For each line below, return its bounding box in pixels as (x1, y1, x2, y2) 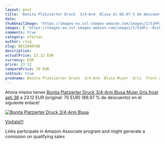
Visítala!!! (5, 118, 24, 124)
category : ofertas (5, 35, 43, 40)
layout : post (5, 7, 32, 12)
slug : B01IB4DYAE (5, 44, 41, 49)
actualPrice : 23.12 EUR (5, 53, 54, 58)
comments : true (5, 30, 36, 35)
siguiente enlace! (5, 99, 40, 106)
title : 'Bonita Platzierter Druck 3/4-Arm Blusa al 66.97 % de (5, 12, 141, 17)
